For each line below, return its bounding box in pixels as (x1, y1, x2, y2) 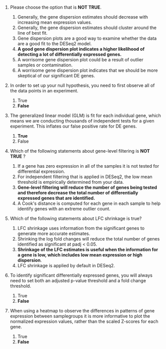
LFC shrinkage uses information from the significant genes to (17, 225, 145, 231)
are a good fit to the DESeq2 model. (17, 41, 92, 47)
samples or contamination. (17, 62, 73, 68)
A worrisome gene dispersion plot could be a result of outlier (17, 57, 143, 62)
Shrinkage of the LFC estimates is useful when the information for (17, 247, 158, 253)
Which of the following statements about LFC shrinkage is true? (10, 215, 142, 221)
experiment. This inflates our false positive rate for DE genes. (10, 123, 137, 129)
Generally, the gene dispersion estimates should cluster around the (17, 25, 157, 31)
